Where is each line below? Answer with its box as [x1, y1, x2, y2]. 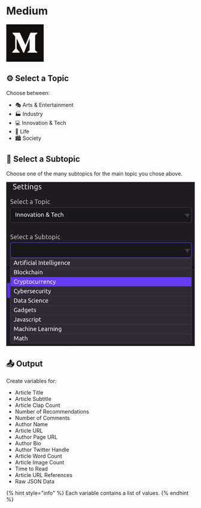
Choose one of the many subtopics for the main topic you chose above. [6, 170, 182, 177]
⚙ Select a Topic [6, 74, 69, 84]
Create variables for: [6, 377, 57, 384]
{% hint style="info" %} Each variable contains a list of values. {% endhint [6, 489, 189, 497]
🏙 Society [14, 134, 42, 142]
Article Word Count [14, 452, 63, 460]
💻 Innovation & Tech [14, 119, 67, 126]
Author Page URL [14, 433, 58, 440]
